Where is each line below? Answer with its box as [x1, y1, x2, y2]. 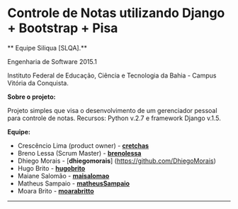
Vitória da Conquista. [7, 78, 69, 87]
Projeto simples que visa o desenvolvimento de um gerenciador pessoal [7, 106, 217, 114]
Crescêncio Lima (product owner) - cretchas [17, 141, 149, 150]
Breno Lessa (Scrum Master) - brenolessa [17, 149, 142, 157]
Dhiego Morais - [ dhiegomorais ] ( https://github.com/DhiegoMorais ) [17, 156, 216, 165]
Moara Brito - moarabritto [17, 186, 94, 195]
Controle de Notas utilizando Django [7, 5, 225, 21]
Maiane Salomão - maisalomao [17, 171, 110, 180]
